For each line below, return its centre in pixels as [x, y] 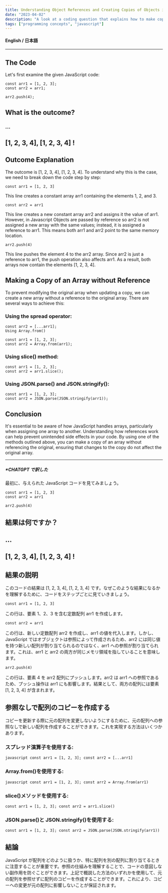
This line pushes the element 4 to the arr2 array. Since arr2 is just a [74, 254]
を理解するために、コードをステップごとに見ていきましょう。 [68, 594]
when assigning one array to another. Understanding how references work [82, 431]
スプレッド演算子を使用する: [39, 747]
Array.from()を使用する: [34, 771]
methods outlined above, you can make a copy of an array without [73, 442]
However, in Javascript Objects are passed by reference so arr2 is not [77, 219]
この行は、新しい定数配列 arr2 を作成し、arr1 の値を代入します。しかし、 [80, 633]
